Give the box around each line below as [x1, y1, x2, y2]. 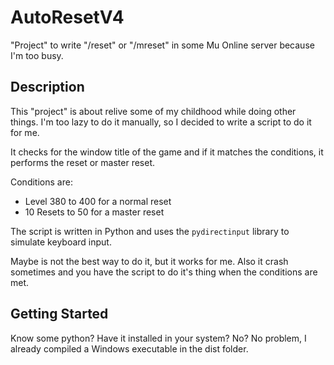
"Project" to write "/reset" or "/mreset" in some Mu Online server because [10, 39, 315, 51]
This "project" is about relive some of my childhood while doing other [10, 105, 297, 117]
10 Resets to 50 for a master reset [24, 206, 165, 218]
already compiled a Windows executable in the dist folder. [10, 342, 249, 355]
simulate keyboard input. [10, 236, 112, 248]
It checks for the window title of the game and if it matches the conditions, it [10, 146, 324, 158]
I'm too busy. [10, 49, 64, 61]
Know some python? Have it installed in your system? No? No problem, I [10, 332, 307, 344]
